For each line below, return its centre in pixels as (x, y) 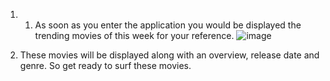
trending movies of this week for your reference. (134, 35)
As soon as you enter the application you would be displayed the (168, 25)
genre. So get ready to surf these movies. (105, 65)
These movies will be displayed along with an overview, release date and (169, 55)
